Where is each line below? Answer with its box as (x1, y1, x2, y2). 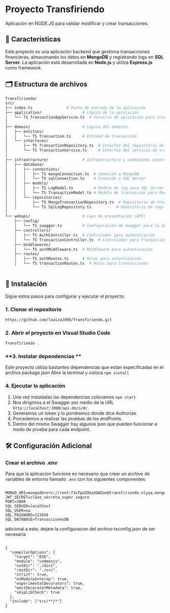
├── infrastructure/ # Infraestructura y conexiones (5, 157, 151, 162)
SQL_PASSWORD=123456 (5, 513, 49, 518)
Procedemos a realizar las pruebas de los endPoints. (12, 415, 122, 421)
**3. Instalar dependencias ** (5, 353, 82, 360)
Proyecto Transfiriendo (5, 4, 105, 15)
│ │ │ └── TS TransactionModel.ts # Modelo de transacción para (5, 190, 157, 196)
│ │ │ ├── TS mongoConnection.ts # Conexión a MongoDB (5, 171, 139, 176)
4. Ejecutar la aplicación (5, 382, 66, 389)
